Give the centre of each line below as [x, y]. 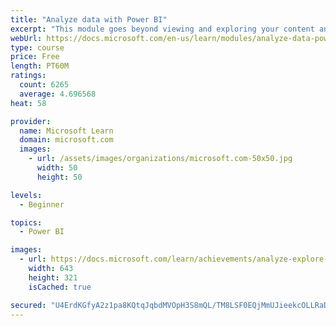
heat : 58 [28, 103]
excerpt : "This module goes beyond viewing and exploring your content [162, 29]
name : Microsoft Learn [66, 131]
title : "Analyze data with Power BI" [89, 19]
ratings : [28, 76]
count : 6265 [44, 85]
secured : [28, 305]
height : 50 [59, 177]
